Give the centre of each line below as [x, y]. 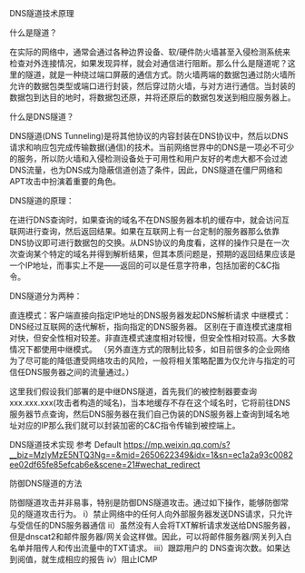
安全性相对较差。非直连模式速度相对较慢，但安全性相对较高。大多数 [168, 338]
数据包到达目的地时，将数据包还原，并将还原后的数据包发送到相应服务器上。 [152, 97]
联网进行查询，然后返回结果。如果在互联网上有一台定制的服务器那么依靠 [144, 231]
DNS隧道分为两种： [46, 296]
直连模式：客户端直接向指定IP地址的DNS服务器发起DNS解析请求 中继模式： [150, 315]
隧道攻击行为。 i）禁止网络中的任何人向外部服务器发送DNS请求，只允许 [159, 514]
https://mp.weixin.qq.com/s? [177, 445]
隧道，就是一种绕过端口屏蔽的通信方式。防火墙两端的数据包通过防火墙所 [160, 74]
